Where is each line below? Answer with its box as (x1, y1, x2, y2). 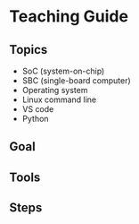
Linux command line (21, 94, 97, 105)
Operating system (21, 85, 88, 95)
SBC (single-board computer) (21, 75, 131, 86)
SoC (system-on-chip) (21, 65, 105, 76)
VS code (21, 104, 54, 114)
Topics (9, 42, 48, 57)
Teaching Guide (9, 6, 129, 27)
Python (21, 114, 49, 124)
